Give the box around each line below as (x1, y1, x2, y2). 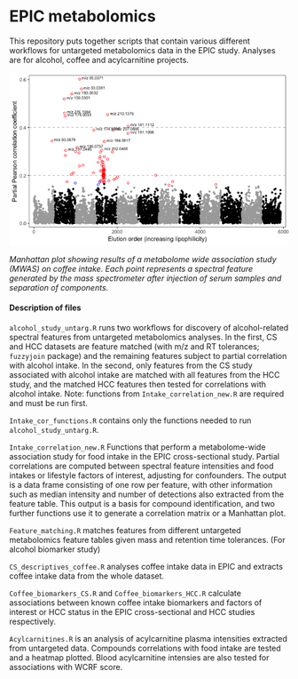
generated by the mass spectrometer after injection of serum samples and (9, 273, 282, 284)
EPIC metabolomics (9, 6, 157, 27)
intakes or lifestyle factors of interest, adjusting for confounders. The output (9, 470, 286, 481)
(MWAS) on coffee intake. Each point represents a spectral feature (9, 263, 254, 274)
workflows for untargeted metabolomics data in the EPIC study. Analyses (9, 44, 277, 55)
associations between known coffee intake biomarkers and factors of (9, 597, 263, 608)
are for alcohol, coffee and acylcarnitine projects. (9, 54, 189, 65)
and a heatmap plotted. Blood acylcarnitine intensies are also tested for (9, 652, 270, 663)
